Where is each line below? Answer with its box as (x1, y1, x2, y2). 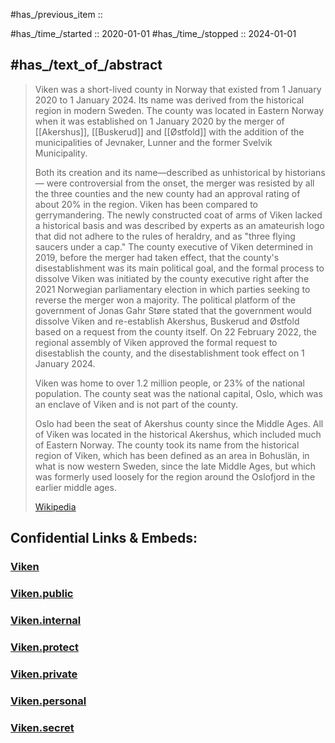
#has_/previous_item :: (10, 9, 103, 20)
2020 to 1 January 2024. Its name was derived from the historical (34, 94, 305, 106)
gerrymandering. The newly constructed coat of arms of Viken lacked (34, 209, 323, 221)
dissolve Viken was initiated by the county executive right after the (34, 272, 310, 284)
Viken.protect (10, 640, 79, 654)
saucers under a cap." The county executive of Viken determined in (34, 240, 313, 253)
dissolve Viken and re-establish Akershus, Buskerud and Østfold (34, 315, 300, 327)
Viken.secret (10, 720, 75, 734)
